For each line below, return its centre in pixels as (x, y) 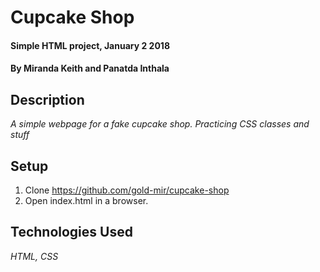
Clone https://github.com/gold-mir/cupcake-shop (127, 190)
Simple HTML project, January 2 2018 (90, 45)
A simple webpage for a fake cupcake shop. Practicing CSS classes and (160, 124)
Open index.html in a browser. (86, 200)
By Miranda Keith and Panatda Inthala (90, 68)
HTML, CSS (34, 256)
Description (47, 99)
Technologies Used (71, 232)
